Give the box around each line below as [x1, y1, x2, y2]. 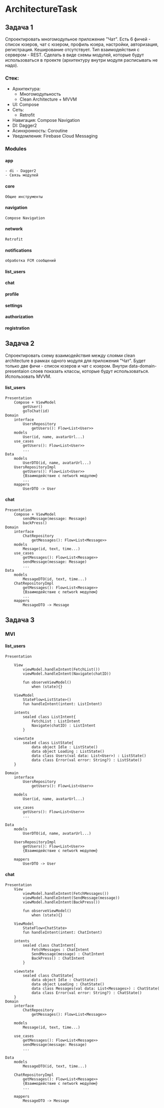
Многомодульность [19, 91, 61, 97]
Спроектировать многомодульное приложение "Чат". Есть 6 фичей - [5, 36, 151, 42]
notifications [5, 247, 32, 253]
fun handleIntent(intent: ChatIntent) [23, 930, 102, 935]
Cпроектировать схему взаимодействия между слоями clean [5, 352, 135, 358]
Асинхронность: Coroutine [12, 128, 68, 134]
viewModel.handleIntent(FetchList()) [23, 667, 100, 672]
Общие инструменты [5, 194, 43, 199]
